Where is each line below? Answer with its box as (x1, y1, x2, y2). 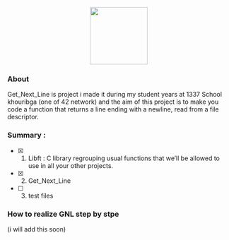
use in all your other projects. (28, 161, 114, 169)
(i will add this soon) (7, 224, 66, 233)
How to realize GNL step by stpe (7, 209, 119, 219)
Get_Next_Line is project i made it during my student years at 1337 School (7, 90, 223, 99)
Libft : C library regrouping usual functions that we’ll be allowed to (28, 154, 221, 162)
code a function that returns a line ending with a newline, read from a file (7, 105, 219, 114)
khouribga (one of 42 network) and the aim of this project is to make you (7, 97, 219, 106)
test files (28, 191, 54, 200)
